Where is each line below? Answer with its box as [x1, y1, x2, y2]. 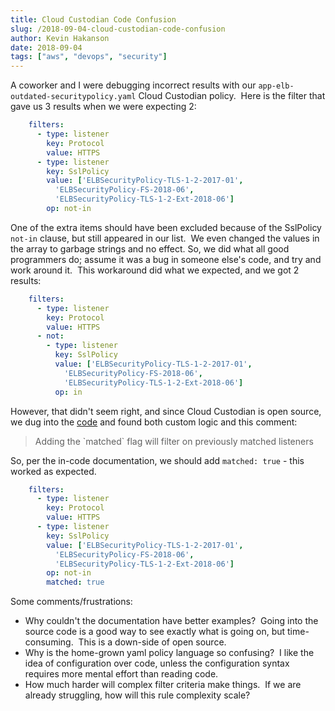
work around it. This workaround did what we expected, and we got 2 [10, 264, 300, 276]
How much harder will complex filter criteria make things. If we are [24, 679, 302, 691]
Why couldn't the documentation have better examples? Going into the [24, 615, 319, 627]
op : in [54, 387, 83, 397]
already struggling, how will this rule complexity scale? [24, 689, 251, 701]
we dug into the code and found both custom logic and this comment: [10, 416, 298, 428]
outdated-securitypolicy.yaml [10, 92, 137, 102]
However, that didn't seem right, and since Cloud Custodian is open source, [10, 405, 322, 417]
